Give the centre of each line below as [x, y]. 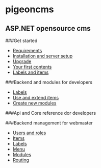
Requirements [27, 50]
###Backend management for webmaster [49, 123]
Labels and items [31, 72]
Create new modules [34, 103]
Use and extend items [36, 98]
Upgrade [22, 61]
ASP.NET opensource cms [48, 28]
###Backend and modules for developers [49, 82]
